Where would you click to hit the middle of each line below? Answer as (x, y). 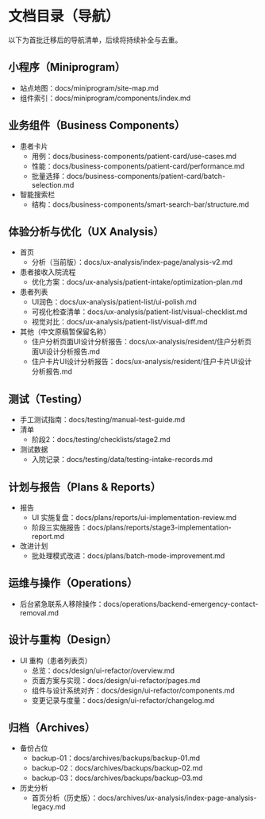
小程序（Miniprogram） (67, 67)
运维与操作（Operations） (73, 583)
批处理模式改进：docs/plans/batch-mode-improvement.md (128, 556)
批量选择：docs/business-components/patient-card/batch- (129, 176)
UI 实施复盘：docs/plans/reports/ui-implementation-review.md (134, 517)
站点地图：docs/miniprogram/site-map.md (89, 87)
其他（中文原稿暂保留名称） (65, 332)
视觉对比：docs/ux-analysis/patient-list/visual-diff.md (119, 322)
